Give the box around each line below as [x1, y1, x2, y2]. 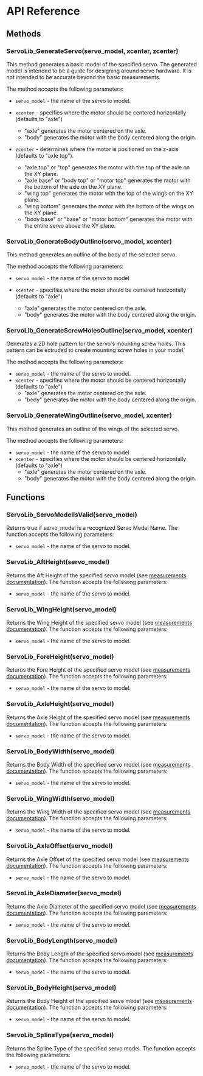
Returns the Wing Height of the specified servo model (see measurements [6, 619, 193, 627]
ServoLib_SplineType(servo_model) [6, 1031, 114, 1039]
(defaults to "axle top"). [15, 152, 74, 159]
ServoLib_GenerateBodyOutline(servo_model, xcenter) [6, 237, 172, 245]
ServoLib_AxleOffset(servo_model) [6, 842, 113, 850]
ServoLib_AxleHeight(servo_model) [6, 700, 114, 708]
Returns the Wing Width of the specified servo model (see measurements [6, 808, 191, 815]
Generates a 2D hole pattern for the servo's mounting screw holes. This [6, 340, 186, 348]
